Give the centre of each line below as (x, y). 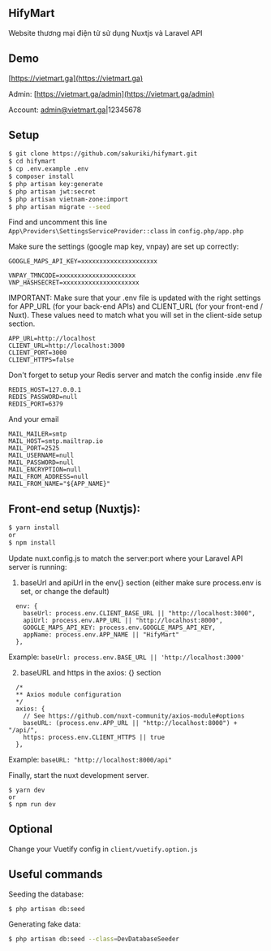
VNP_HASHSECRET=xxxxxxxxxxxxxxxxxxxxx (74, 283)
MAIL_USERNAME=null (41, 456)
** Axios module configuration (69, 694)
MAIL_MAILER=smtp (38, 434)
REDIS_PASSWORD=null (43, 397)
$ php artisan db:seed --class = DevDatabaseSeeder (94, 939)
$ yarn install (34, 528)
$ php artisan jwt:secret (52, 191)
